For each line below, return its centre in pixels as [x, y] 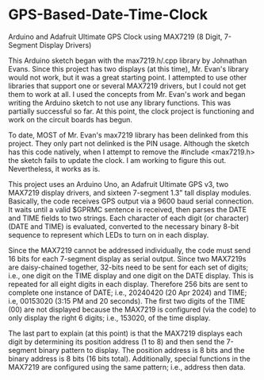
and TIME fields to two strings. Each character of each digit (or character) [129, 218]
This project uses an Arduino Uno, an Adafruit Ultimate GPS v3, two [119, 184]
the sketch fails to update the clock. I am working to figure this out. [117, 160]
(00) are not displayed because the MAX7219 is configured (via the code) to [132, 309]
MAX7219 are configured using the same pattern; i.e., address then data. [127, 366]
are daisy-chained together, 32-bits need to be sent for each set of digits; [128, 267]
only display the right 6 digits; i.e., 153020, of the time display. [109, 318]
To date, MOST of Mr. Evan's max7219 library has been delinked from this [128, 135]
